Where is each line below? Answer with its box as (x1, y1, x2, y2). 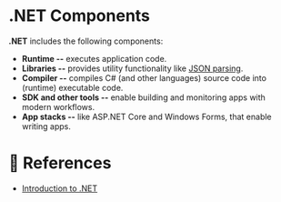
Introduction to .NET (21, 183, 98, 194)
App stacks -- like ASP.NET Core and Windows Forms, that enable (21, 111, 272, 122)
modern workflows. (21, 101, 95, 112)
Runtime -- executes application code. (21, 53, 167, 64)
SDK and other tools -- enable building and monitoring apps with (21, 92, 266, 103)
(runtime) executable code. (21, 82, 124, 93)
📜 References (8, 153, 112, 174)
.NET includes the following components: (8, 35, 164, 46)
